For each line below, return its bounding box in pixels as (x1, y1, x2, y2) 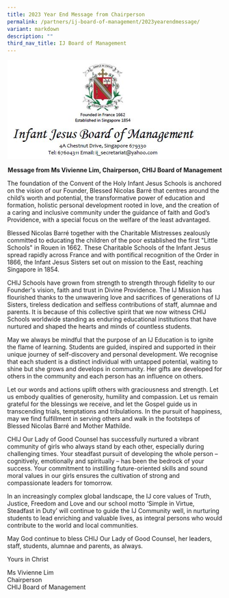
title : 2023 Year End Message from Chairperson (7, 11, 146, 18)
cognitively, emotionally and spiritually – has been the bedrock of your (7, 457, 205, 466)
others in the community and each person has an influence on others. (7, 372, 204, 381)
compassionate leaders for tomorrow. (7, 479, 113, 487)
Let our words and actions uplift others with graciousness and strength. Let (7, 385, 219, 394)
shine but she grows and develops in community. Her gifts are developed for (7, 365, 223, 373)
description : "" (7, 33, 53, 40)
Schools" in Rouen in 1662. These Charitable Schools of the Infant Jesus (7, 243, 211, 252)
